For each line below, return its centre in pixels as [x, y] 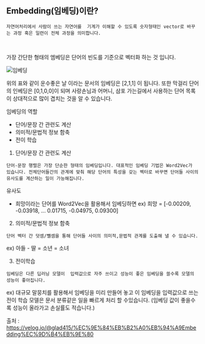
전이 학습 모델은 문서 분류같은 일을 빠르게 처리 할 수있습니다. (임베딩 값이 [93, 300]
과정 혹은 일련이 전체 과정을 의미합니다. [57, 33]
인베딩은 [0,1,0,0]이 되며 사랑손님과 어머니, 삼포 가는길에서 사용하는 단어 [99, 91]
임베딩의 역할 [22, 111]
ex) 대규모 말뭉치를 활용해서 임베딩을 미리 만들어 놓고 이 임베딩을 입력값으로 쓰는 [102, 292]
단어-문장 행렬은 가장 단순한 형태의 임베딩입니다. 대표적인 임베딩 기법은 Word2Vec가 [99, 165]
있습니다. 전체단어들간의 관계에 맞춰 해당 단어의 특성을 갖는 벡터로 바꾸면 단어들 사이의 [102, 172]
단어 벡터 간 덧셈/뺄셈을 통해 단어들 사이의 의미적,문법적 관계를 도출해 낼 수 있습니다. [102, 236]
